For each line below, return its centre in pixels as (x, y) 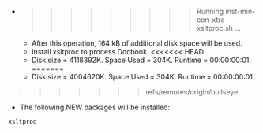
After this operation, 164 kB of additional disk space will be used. (137, 43)
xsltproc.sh (214, 28)
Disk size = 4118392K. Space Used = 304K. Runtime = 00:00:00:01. (141, 60)
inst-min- (240, 11)
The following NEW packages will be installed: (95, 107)
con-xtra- (212, 20)
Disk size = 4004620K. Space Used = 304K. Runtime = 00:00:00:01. (143, 77)
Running (210, 11)
